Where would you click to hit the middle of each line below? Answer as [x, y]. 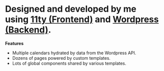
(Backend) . [28, 30]
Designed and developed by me [71, 9]
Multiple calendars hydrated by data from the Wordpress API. [74, 53]
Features [14, 43]
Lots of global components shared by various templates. [69, 63]
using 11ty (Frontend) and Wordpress [82, 19]
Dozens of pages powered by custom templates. [61, 58]
